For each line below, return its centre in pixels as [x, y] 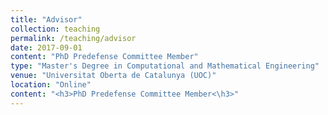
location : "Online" [51, 85]
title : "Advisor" [46, 19]
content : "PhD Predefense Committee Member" [104, 57]
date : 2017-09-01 [46, 47]
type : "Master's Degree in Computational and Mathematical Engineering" [165, 66]
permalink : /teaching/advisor [73, 38]
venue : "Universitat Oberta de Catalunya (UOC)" [113, 76]
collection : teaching [55, 29]
